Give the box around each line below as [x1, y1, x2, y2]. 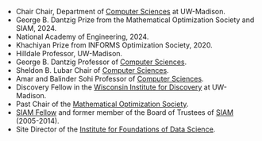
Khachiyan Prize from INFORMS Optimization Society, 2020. [15, 40, 213, 50]
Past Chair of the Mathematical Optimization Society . [15, 99, 189, 109]
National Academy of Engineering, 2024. [15, 32, 149, 41]
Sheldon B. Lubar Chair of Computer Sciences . [15, 66, 169, 74]
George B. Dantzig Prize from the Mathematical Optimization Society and [15, 15, 255, 25]
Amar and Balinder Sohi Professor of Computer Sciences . [15, 74, 204, 83]
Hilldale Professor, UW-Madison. [15, 49, 123, 58]
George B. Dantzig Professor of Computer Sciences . [15, 57, 187, 67]
